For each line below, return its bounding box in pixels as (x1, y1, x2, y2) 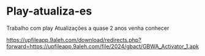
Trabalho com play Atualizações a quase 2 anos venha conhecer (6, 24, 170, 32)
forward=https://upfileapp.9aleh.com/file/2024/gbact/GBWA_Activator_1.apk (6, 43, 199, 50)
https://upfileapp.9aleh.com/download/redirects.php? (6, 36, 142, 43)
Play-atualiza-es (6, 4, 92, 18)
